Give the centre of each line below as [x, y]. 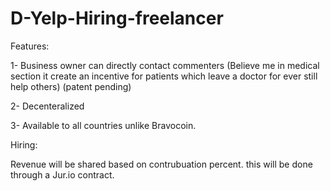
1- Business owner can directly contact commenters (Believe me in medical [165, 65]
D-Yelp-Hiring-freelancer [117, 18]
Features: [30, 46]
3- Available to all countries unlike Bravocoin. [103, 125]
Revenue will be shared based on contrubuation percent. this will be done [161, 164]
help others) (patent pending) [71, 86]
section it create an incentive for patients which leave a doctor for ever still [164, 76]
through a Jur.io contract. [62, 174]
